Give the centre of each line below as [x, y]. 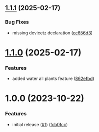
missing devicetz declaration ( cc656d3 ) [52, 33]
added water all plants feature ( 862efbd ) [53, 79]
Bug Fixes [17, 22]
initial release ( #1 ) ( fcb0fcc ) [40, 124]
